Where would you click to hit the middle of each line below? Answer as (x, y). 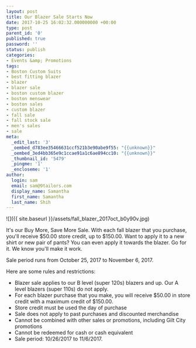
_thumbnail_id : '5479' (39, 159)
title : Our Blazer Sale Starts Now (49, 17)
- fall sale (20, 115)
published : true (26, 39)
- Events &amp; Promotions (39, 60)
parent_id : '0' (25, 33)
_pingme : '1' (27, 164)
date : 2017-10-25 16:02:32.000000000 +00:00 (61, 22)
